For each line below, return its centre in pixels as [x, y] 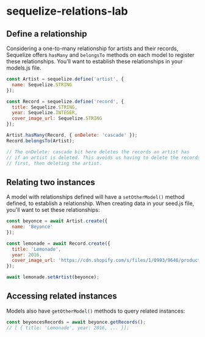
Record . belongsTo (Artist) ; [41, 141]
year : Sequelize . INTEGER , [45, 113]
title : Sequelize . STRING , [45, 107]
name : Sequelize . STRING [42, 85]
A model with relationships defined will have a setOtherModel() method [95, 197]
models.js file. [24, 68]
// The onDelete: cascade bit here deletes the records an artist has [98, 152]
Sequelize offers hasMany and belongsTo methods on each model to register [100, 55]
